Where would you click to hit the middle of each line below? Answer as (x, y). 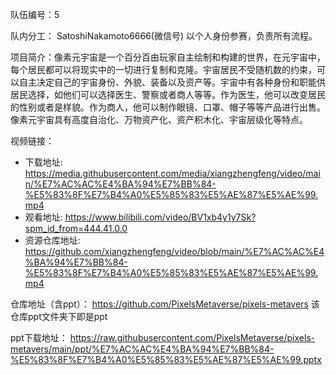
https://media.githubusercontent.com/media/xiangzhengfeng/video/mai (172, 173)
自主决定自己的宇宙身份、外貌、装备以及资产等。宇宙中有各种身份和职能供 (172, 82)
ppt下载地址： (39, 337)
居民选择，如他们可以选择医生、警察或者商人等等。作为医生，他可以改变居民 (168, 94)
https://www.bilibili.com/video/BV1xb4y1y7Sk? (160, 217)
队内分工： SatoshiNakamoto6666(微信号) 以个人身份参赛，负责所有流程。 (164, 36)
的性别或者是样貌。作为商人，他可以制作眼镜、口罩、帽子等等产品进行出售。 (168, 107)
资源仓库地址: (52, 240)
